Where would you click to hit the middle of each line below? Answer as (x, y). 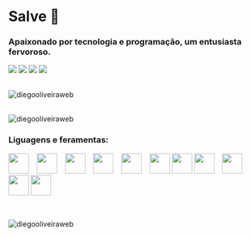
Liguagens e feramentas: (59, 140)
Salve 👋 (34, 17)
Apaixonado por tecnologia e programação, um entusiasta (125, 42)
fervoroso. (30, 52)
